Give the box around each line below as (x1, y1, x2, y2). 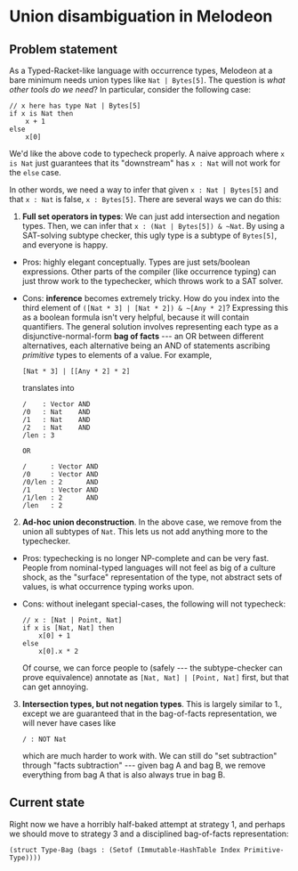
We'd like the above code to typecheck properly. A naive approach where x (9, 149, 285, 159)
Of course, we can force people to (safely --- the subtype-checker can (21, 663, 283, 673)
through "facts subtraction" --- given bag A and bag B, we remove (21, 760, 266, 770)
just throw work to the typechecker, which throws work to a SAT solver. (21, 276, 284, 286)
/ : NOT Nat (21, 735, 67, 744)
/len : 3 (21, 431, 55, 440)
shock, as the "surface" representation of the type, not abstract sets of (21, 572, 283, 582)
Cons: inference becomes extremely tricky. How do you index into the (21, 293, 280, 304)
